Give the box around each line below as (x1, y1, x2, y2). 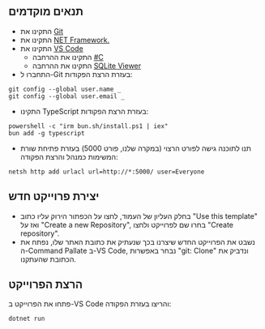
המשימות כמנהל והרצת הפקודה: (19, 152, 119, 161)
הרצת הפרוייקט (8, 278, 83, 292)
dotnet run (8, 314, 45, 323)
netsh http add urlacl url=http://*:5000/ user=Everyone (8, 168, 205, 176)
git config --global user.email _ (8, 92, 126, 100)
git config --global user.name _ (8, 85, 122, 93)
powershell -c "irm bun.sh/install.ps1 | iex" (8, 122, 169, 130)
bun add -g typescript (8, 129, 85, 137)
